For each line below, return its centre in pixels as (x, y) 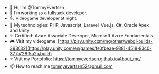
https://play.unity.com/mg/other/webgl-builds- (106, 41)
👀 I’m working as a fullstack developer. (49, 13)
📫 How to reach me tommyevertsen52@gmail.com (61, 66)
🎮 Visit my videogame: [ (34, 41)
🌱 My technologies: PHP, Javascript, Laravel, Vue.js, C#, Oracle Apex (79, 25)
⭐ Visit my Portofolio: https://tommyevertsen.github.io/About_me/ (75, 59)
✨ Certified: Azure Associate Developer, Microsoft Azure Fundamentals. (82, 36)
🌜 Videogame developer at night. (43, 18)
